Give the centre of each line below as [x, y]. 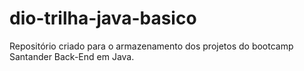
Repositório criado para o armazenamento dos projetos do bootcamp [151, 46]
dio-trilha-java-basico [103, 18]
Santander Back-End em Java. [72, 56]
